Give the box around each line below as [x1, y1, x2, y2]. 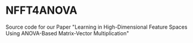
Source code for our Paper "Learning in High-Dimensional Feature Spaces [5, 23, 188, 30]
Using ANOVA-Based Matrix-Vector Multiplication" [5, 29, 129, 36]
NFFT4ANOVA [5, 4, 78, 17]
